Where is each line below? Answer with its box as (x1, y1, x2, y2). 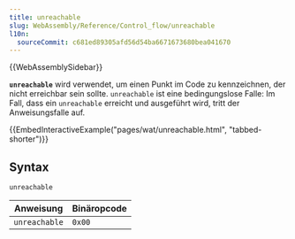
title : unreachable (9, 12, 81, 22)
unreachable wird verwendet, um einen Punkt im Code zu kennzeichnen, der (9, 79, 286, 89)
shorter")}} (9, 134, 49, 144)
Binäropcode (72, 203, 128, 215)
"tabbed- (228, 125, 262, 135)
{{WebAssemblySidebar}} (9, 62, 103, 73)
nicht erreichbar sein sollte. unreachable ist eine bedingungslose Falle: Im (9, 89, 276, 99)
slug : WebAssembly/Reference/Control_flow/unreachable (9, 21, 216, 30)
